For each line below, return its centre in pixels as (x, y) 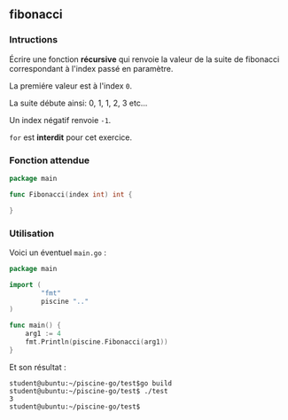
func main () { (35, 326)
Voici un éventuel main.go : (58, 253)
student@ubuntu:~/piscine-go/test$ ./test (89, 391)
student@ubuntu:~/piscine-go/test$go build (91, 383)
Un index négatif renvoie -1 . (60, 120)
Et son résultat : (38, 367)
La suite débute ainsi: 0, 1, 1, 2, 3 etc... (78, 103)
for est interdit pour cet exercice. (71, 137)
